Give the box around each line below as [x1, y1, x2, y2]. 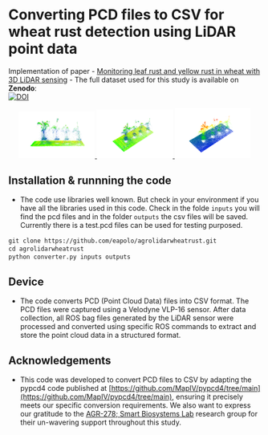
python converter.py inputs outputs [8, 253, 131, 262]
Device [8, 274, 44, 288]
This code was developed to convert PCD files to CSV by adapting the [19, 375, 252, 384]
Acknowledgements [8, 353, 112, 367]
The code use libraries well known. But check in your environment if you [19, 195, 259, 205]
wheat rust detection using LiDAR [8, 22, 237, 41]
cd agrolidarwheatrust [8, 245, 84, 254]
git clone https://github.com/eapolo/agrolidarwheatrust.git [8, 237, 217, 246]
